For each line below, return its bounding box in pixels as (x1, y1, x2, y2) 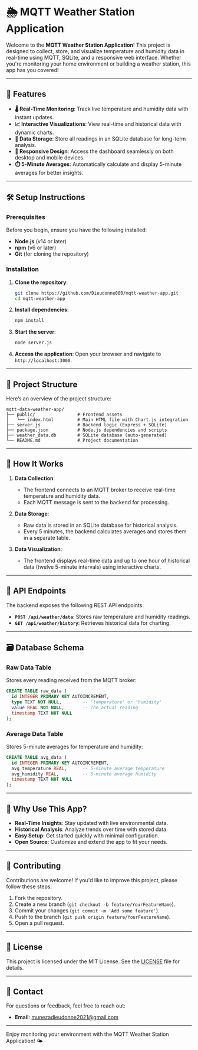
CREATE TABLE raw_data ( (6, 688, 67, 694)
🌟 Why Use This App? (6, 804, 87, 814)
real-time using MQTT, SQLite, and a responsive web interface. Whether (6, 54, 181, 61)
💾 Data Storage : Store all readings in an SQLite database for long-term (14, 135, 186, 142)
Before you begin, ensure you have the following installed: (6, 226, 147, 234)
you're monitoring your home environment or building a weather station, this (6, 60, 191, 67)
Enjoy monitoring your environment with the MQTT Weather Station (6, 1031, 169, 1038)
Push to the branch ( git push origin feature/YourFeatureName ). (14, 913, 171, 920)
